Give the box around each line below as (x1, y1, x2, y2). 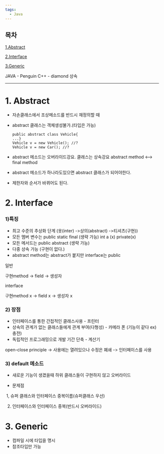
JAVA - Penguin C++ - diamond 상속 (5, 73, 78, 79)
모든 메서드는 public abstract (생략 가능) (12, 240, 90, 246)
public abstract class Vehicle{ (12, 132, 78, 137)
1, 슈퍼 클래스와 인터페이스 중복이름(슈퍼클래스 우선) (6, 393, 105, 399)
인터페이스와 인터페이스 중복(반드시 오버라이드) (12, 403, 102, 409)
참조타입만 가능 (12, 444, 41, 450)
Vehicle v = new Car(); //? (12, 145, 69, 150)
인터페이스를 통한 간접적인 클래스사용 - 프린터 (12, 318, 99, 324)
